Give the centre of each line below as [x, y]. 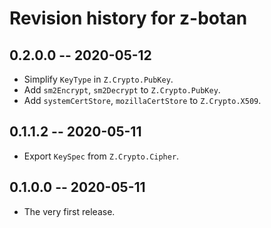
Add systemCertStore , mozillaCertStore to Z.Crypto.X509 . [142, 100]
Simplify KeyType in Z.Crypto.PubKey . [98, 79]
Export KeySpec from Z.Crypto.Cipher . [101, 156]
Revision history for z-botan [128, 18]
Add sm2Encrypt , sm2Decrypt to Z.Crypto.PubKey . [122, 90]
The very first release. [69, 211]
